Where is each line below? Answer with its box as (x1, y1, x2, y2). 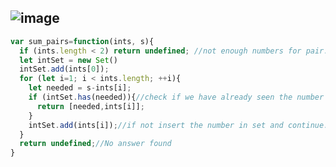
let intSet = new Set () (19, 55, 118, 65)
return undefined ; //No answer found (19, 139, 172, 149)
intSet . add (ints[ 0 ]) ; (19, 64, 110, 75)
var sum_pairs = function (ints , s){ (10, 36, 155, 46)
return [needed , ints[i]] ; (36, 101, 145, 111)
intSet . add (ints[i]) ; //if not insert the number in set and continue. (28, 120, 329, 130)
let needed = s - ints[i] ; (28, 83, 132, 93)
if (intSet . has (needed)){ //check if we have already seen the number (28, 92, 325, 103)
